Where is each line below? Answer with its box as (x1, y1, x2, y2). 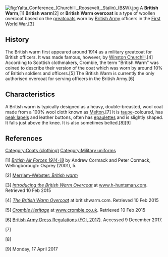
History (5, 35, 29, 44)
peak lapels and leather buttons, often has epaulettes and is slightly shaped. (5, 114, 163, 120)
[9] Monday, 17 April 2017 (5, 246, 58, 252)
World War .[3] (5, 21, 34, 27)
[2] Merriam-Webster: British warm (5, 172, 78, 178)
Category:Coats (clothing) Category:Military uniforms (5, 148, 116, 154)
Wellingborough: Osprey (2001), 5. (5, 163, 77, 169)
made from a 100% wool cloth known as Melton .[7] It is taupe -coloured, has (5, 109, 163, 115)
